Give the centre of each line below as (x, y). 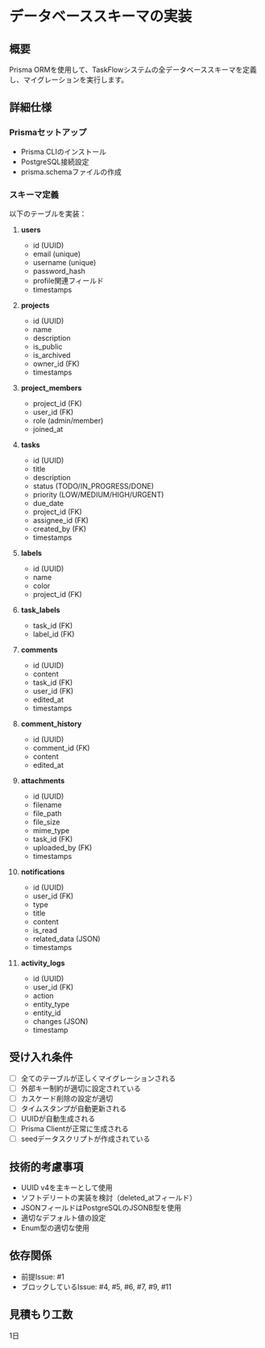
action (43, 995)
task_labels (40, 610)
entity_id (47, 1013)
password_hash (59, 271)
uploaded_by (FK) (62, 848)
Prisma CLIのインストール (64, 151)
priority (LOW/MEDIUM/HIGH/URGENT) (98, 494)
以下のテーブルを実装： (48, 214)
